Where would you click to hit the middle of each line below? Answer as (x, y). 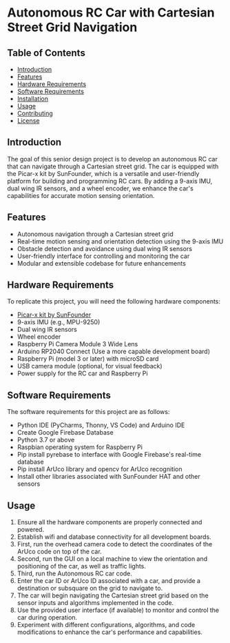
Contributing (35, 113)
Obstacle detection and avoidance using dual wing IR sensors (105, 248)
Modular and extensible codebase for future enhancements (101, 263)
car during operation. (47, 617)
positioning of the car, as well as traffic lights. (82, 566)
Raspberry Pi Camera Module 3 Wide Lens (77, 344)
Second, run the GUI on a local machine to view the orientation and (112, 559)
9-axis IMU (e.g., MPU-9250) (59, 322)
